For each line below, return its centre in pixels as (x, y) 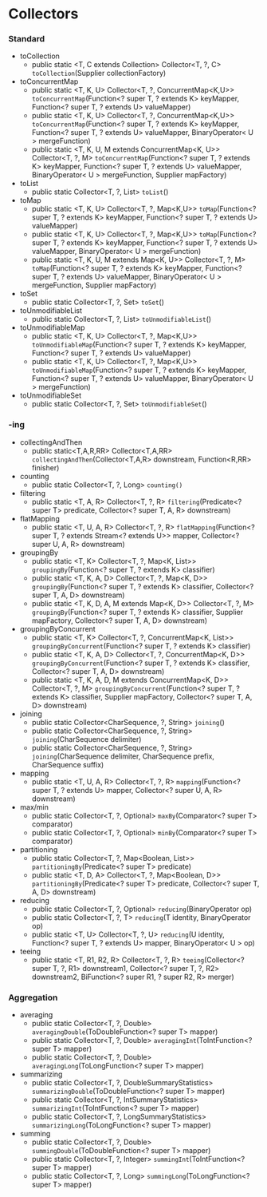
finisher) (45, 467)
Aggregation (33, 997)
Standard (27, 39)
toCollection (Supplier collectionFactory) (99, 73)
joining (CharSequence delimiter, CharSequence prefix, (123, 756)
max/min (34, 807)
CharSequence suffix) (68, 764)
